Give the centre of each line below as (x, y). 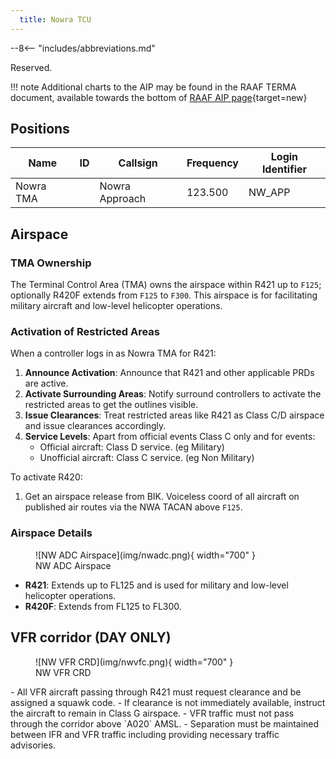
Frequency (212, 163)
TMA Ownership (51, 263)
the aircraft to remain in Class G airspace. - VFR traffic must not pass (152, 713)
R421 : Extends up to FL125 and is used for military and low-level (156, 585)
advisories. (33, 745)
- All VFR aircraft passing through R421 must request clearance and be (156, 692)
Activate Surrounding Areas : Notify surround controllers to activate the (173, 394)
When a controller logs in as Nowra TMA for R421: (113, 353)
